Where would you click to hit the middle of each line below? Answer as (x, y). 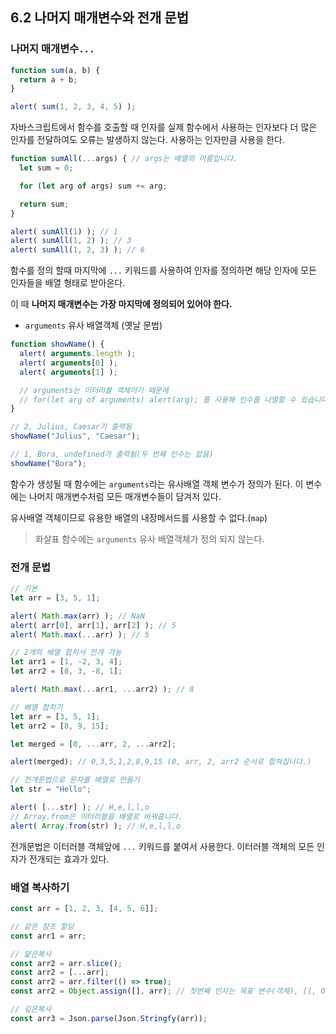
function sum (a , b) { (55, 70)
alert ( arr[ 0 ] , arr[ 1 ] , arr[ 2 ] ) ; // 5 (93, 625)
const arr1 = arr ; (48, 936)
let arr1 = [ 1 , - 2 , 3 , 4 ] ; (66, 662)
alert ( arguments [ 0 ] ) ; (68, 363)
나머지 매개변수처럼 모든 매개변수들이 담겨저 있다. (125, 496)
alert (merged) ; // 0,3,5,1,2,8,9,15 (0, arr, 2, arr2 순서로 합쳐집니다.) (161, 762)
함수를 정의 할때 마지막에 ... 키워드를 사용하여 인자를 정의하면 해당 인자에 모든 (163, 270)
